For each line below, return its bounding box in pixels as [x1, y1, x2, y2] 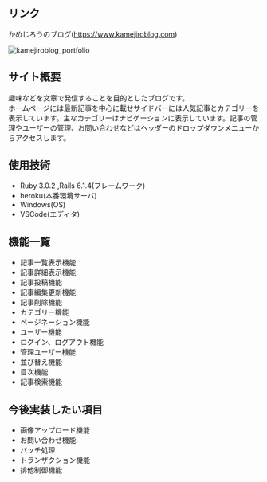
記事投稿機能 [19, 277, 62, 288]
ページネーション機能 [19, 317, 90, 327]
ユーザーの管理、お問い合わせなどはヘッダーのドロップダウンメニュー [22, 123, 253, 132]
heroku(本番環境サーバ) [19, 191, 97, 201]
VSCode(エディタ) [19, 210, 80, 219]
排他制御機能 [19, 465, 62, 475]
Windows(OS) [19, 200, 66, 210]
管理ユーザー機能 [19, 347, 77, 357]
